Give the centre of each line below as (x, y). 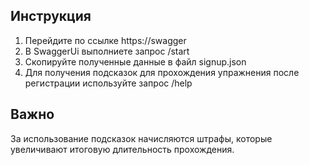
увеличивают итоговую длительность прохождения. (122, 149)
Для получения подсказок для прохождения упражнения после (162, 72)
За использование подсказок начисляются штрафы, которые (141, 138)
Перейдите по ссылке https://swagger (105, 40)
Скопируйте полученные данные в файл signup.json (135, 61)
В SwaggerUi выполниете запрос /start (107, 51)
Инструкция (51, 16)
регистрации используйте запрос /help (108, 83)
